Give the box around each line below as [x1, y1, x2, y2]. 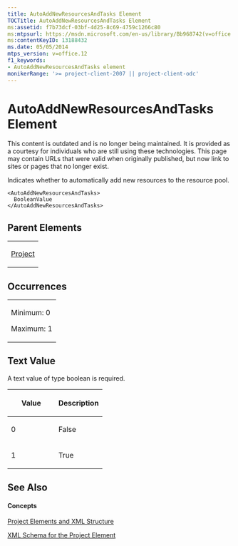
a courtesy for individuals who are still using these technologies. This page [7, 147, 227, 155]
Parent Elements [7, 222, 82, 234]
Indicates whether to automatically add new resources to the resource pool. [7, 176, 229, 185]
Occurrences [7, 280, 67, 292]
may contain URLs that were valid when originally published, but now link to [7, 155, 229, 163]
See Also [7, 482, 48, 494]
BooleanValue [14, 196, 53, 203]
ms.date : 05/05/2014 [7, 43, 69, 51]
